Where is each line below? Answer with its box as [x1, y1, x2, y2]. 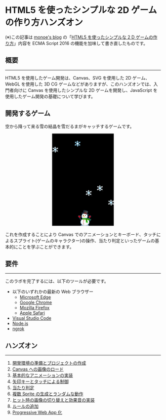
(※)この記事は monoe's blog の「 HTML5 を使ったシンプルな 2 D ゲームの [5, 34, 153, 40]
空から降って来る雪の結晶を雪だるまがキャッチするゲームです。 [5, 123, 134, 129]
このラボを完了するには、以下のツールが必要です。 [5, 278, 107, 284]
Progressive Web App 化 [12, 410, 63, 416]
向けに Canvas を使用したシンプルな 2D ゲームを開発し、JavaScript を [13, 87, 158, 93]
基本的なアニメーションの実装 [12, 373, 73, 378]
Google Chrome [19, 299, 52, 305]
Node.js [12, 321, 29, 327]
